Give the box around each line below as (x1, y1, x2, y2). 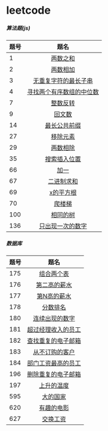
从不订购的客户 (33, 348, 76, 356)
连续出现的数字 (33, 314, 76, 323)
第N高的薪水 (36, 292, 72, 300)
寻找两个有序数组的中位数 (27, 88, 100, 96)
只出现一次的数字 (39, 222, 88, 230)
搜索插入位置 (45, 155, 82, 163)
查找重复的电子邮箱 (27, 337, 82, 345)
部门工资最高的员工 (27, 359, 82, 367)
